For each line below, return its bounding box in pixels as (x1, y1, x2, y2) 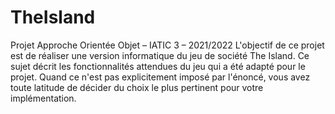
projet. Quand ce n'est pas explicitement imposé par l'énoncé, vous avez (10, 71, 311, 83)
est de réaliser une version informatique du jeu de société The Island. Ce (10, 49, 310, 61)
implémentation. (10, 92, 77, 104)
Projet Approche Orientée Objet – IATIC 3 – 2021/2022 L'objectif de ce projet (10, 39, 325, 51)
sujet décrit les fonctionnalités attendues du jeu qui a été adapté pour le (10, 60, 306, 72)
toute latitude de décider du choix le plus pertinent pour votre (10, 81, 264, 93)
